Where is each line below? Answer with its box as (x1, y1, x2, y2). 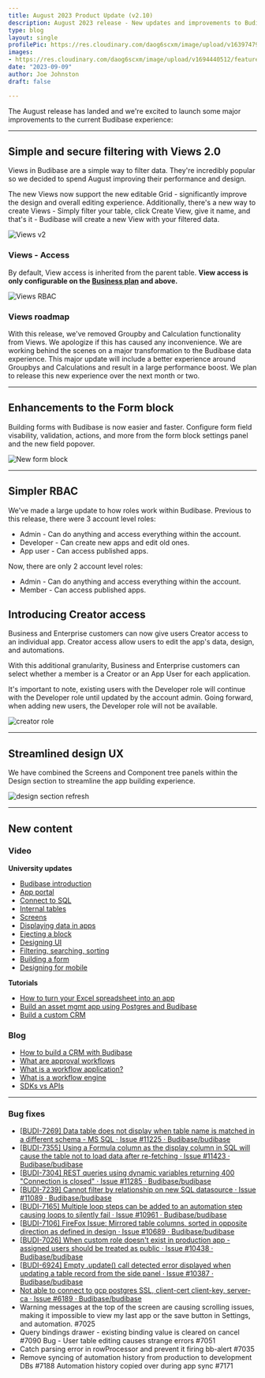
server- (226, 1286, 251, 1295)
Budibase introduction (19, 878, 92, 888)
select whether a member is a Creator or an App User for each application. (8, 669, 251, 679)
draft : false (8, 77, 51, 85)
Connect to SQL (19, 896, 73, 905)
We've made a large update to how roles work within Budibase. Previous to (8, 505, 252, 515)
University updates (8, 863, 73, 873)
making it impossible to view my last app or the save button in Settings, (19, 1311, 251, 1320)
